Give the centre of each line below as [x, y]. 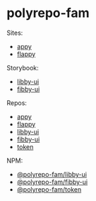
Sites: [15, 33]
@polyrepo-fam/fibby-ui [52, 182]
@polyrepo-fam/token [49, 189]
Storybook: [23, 67]
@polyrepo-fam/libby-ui [52, 174]
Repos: [17, 103]
